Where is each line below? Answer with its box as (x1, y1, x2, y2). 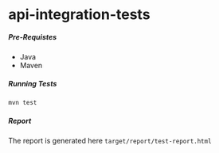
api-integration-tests (8, 6, 151, 24)
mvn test (8, 99, 37, 107)
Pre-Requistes (8, 32, 57, 41)
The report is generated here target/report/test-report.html (8, 136, 213, 145)
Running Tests (8, 78, 57, 88)
